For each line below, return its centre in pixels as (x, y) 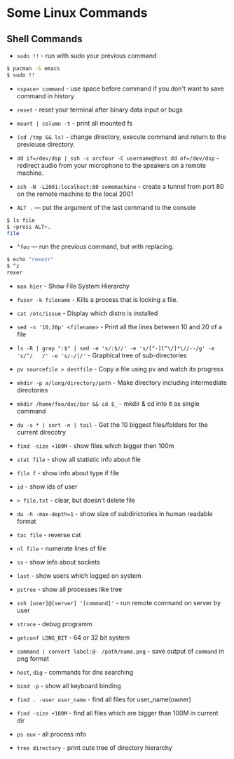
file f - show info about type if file (68, 473)
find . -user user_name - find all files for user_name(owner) (104, 699)
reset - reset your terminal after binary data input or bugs (99, 110)
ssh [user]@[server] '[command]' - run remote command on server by (119, 603)
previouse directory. (46, 144)
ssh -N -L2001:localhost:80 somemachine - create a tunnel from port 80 (120, 186)
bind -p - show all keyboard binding (69, 686)
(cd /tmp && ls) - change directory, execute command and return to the (122, 137)
